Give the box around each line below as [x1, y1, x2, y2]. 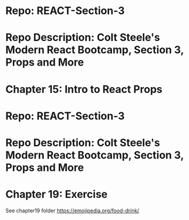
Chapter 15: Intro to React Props [5, 82, 163, 96]
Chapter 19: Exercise [5, 188, 108, 201]
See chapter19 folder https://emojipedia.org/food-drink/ [5, 207, 139, 214]
